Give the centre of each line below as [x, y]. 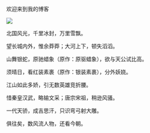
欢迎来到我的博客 [28, 9]
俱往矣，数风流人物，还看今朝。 [46, 124]
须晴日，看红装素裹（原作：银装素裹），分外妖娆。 [69, 72]
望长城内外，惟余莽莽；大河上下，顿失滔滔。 [62, 46]
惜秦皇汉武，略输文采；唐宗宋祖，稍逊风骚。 [62, 98]
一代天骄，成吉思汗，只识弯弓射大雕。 [54, 111]
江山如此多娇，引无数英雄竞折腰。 [49, 85]
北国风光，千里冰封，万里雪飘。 [46, 33]
